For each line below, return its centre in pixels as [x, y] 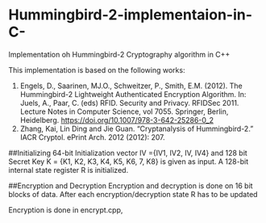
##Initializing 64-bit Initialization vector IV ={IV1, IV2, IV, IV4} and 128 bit [128, 153]
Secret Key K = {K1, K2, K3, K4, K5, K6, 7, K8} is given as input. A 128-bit [128, 161]
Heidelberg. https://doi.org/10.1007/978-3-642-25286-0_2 [116, 120]
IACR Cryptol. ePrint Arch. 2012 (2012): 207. [92, 137]
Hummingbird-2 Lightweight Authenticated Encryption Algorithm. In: [133, 94]
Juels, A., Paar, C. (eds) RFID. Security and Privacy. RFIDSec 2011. [129, 103]
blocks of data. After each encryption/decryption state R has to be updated [133, 194]
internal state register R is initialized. [69, 170]
